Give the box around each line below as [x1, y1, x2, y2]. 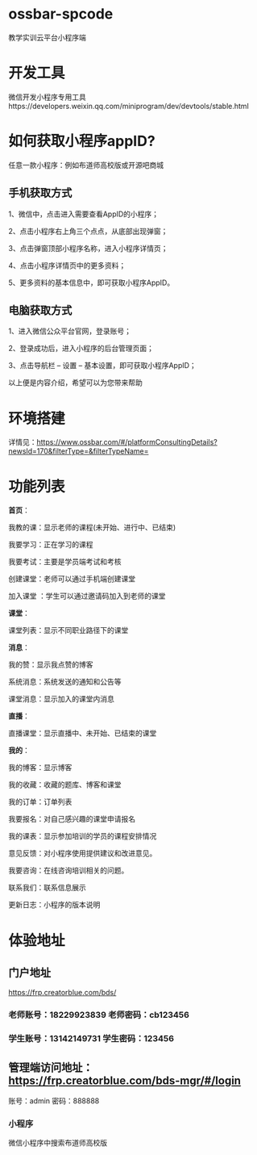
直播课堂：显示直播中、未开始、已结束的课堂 [8, 728, 157, 739]
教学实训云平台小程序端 [8, 32, 86, 42]
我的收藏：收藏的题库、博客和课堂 [8, 780, 122, 789]
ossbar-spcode [8, 5, 114, 23]
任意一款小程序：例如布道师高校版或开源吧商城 [8, 160, 164, 169]
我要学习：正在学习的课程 [8, 540, 93, 550]
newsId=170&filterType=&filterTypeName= [8, 446, 149, 456]
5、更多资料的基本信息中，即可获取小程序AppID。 [8, 278, 175, 287]
